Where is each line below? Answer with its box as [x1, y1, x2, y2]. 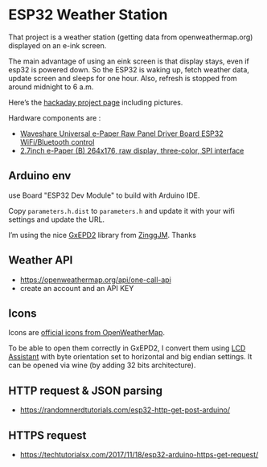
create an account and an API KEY [19, 283, 134, 293]
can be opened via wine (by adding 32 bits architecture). [8, 360, 196, 371]
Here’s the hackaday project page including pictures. [8, 97, 183, 107]
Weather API [8, 253, 73, 267]
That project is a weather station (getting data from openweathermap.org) [8, 32, 253, 42]
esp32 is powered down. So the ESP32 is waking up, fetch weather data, [8, 64, 249, 74]
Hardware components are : [8, 113, 101, 122]
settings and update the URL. [8, 215, 105, 224]
